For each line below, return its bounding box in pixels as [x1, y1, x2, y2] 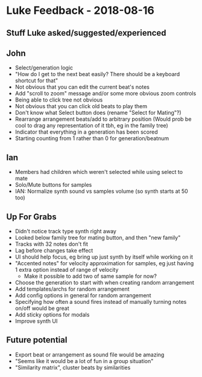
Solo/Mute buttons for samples [14, 181, 92, 188]
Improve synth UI [14, 318, 58, 325]
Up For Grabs [6, 211, 57, 222]
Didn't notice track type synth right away [14, 228, 116, 235]
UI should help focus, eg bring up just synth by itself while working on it [14, 253, 193, 260]
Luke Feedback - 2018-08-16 [6, 4, 155, 18]
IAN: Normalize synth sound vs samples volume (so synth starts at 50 [14, 188, 188, 195]
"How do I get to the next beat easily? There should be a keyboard [14, 71, 180, 78]
